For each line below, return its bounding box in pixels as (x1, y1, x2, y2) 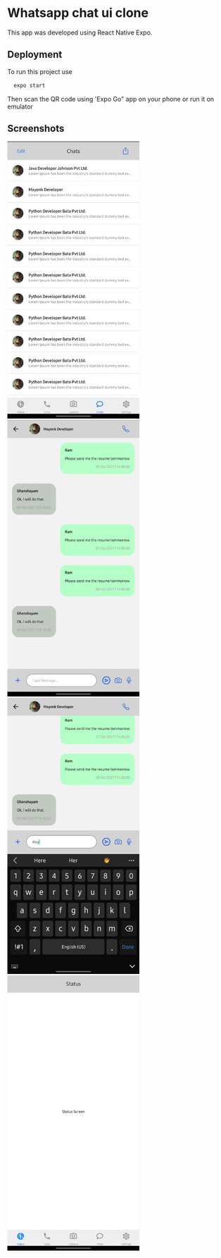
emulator (7, 102, 34, 111)
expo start (13, 82, 46, 89)
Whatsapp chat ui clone (7, 5, 149, 21)
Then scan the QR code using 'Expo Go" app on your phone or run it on (7, 94, 215, 103)
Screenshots (7, 123, 65, 135)
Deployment (7, 49, 63, 61)
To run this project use (7, 67, 72, 75)
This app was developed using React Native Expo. (7, 28, 153, 37)
